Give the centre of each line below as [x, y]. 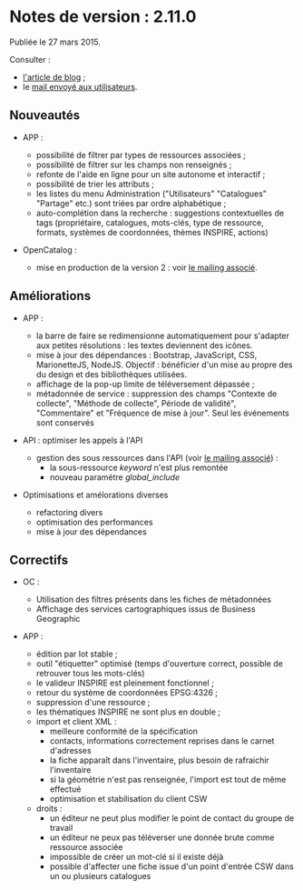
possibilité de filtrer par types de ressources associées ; [141, 155]
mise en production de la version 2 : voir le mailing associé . [147, 267]
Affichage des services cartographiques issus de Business [146, 609]
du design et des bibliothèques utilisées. [112, 374]
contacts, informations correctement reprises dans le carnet [162, 741]
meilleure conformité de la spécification [123, 731]
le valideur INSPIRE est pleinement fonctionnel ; [125, 683]
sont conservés [65, 422]
